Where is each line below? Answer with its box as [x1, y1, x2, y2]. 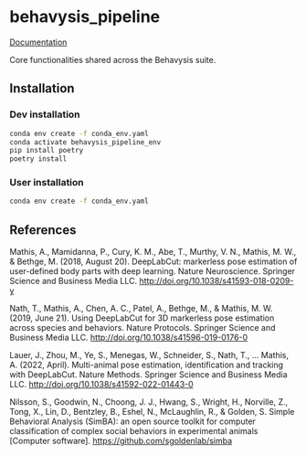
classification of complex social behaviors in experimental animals [9, 426, 259, 437]
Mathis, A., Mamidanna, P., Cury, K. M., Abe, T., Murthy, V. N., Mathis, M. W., [9, 247, 297, 258]
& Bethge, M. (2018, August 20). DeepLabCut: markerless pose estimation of [9, 256, 298, 267]
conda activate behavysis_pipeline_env [9, 137, 162, 147]
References [9, 222, 77, 238]
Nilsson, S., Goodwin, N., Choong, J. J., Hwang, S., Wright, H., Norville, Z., [9, 397, 289, 407]
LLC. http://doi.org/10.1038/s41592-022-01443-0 [9, 379, 194, 390]
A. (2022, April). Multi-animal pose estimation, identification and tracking [9, 359, 284, 371]
